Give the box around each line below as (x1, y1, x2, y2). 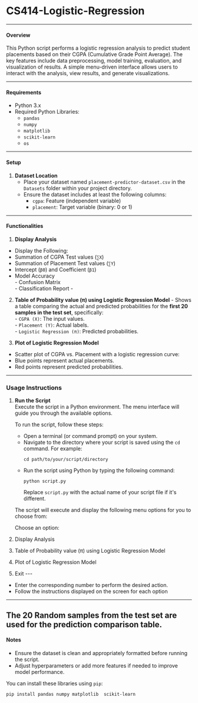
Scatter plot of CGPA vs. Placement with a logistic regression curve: (14, 350, 180, 357)
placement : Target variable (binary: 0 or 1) (32, 203, 133, 211)
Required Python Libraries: (14, 108, 80, 115)
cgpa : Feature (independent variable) (32, 197, 121, 204)
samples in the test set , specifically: (14, 309, 104, 316)
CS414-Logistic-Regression (6, 4, 145, 18)
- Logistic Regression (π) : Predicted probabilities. (14, 327, 138, 335)
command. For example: (23, 445, 82, 452)
